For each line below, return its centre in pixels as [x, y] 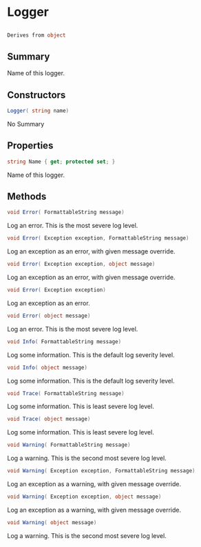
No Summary [26, 124]
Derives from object [37, 35]
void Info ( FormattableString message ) [64, 342]
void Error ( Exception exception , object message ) [81, 264]
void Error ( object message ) [49, 316]
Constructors [36, 95]
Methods [27, 196]
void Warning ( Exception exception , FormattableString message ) [101, 471]
